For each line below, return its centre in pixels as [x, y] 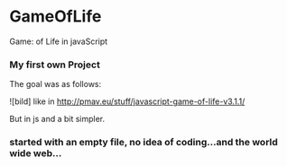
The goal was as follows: [56, 84]
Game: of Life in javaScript [59, 41]
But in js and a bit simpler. [57, 119]
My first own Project [55, 65]
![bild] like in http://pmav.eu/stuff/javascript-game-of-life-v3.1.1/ [127, 101]
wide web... [36, 153]
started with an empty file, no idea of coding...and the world [143, 143]
